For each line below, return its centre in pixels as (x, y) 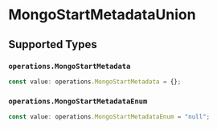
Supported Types (53, 44)
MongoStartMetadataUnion (102, 15)
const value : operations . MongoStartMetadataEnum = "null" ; (109, 117)
